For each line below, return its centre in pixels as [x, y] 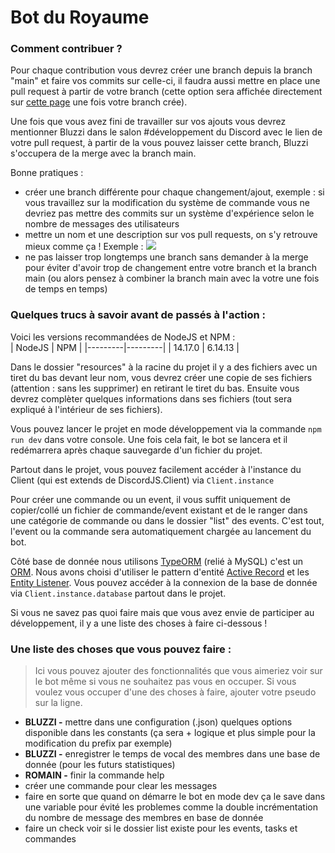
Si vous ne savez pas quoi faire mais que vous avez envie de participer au [162, 612]
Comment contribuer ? [66, 49]
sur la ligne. [58, 703]
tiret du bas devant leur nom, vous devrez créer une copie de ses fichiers [161, 377]
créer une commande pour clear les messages [121, 786]
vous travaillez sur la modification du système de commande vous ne [167, 203]
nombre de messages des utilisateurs [102, 224]
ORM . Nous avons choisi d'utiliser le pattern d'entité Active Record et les [160, 572]
